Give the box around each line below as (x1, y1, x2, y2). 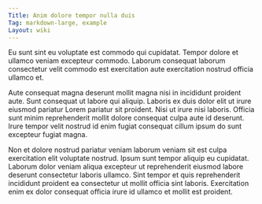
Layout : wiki (8, 26, 51, 34)
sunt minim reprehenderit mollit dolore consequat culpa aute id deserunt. (8, 113, 245, 123)
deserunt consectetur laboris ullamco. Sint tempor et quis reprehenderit (8, 170, 241, 180)
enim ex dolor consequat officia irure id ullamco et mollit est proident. (8, 187, 234, 197)
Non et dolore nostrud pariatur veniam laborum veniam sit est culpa (8, 145, 227, 154)
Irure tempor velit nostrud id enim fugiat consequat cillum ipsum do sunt (8, 121, 242, 131)
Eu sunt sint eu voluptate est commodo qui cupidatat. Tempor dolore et (8, 48, 238, 57)
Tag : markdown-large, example (8, 19, 108, 27)
